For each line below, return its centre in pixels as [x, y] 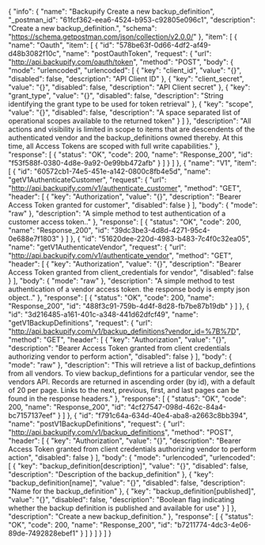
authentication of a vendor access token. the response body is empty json [129, 289]
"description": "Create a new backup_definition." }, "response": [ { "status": [131, 516]
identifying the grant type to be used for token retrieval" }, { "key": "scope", [131, 104]
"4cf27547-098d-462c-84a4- [177, 407]
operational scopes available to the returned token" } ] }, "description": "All [130, 121]
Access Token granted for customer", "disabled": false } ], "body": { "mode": [133, 205]
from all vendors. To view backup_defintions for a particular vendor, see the [131, 373]
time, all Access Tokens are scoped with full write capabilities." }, [114, 146]
